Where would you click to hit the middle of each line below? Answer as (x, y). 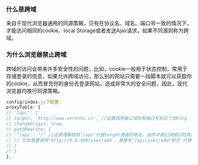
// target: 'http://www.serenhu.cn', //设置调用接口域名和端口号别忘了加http (97, 118)
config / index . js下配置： (35, 102)
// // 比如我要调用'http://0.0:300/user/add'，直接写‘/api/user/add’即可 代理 (99, 140)
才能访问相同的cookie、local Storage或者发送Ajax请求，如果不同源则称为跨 (98, 31)
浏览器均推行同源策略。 (34, 91)
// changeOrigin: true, (35, 124)
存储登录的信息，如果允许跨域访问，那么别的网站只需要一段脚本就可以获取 (96, 76)
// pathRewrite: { (29, 129)
